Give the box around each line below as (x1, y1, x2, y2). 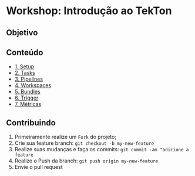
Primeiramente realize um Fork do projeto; (14, 134, 116, 141)
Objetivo (6, 28, 38, 38)
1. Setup (14, 63, 35, 70)
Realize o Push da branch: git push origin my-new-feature (14, 157, 159, 164)
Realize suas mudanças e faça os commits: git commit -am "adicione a (14, 146, 189, 153)
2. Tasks (14, 69, 35, 77)
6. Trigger (14, 94, 39, 101)
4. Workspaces (14, 82, 52, 89)
